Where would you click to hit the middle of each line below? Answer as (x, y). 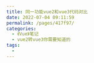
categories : (21, 28)
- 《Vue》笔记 (25, 34)
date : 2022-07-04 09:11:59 (40, 17)
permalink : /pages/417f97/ (40, 23)
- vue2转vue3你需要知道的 (41, 40)
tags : (13, 46)
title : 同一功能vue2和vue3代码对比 (47, 12)
